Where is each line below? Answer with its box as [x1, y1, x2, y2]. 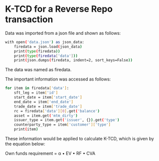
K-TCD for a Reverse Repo [5, 3, 113, 15]
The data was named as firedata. [5, 67, 72, 73]
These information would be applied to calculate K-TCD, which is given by [5, 136, 154, 142]
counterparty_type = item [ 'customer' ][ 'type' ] [14, 122, 111, 127]
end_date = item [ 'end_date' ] [14, 99, 74, 104]
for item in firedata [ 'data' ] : [5, 86, 69, 91]
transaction [5, 14, 53, 25]
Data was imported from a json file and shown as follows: [5, 30, 121, 36]
